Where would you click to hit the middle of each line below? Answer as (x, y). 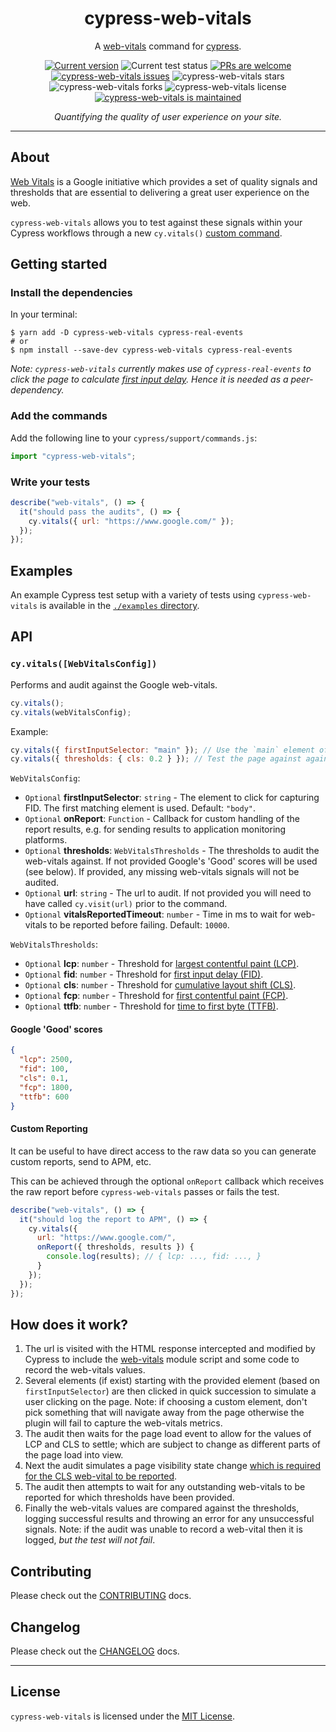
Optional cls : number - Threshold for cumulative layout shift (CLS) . (160, 985)
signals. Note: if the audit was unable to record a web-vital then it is (163, 1529)
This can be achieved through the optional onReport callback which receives (167, 1181)
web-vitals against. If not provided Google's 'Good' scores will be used (171, 861)
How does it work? (69, 1324)
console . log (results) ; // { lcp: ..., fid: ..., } (154, 1257)
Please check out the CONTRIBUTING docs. (101, 1596)
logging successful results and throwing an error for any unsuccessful (169, 1519)
